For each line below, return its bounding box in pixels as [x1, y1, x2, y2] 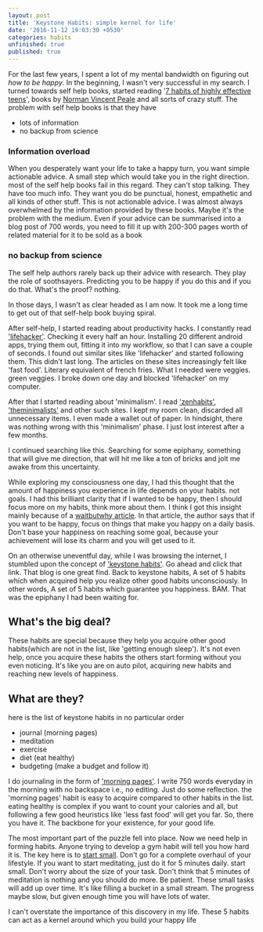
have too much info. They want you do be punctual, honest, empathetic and [8, 189, 253, 198]
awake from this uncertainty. [8, 462, 100, 471]
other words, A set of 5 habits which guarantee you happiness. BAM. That [8, 584, 247, 593]
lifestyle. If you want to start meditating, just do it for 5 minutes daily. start [8, 858, 246, 868]
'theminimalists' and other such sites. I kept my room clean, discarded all [8, 405, 243, 414]
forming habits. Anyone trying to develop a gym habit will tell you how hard [8, 842, 250, 851]
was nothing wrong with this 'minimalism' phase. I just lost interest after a [8, 421, 245, 431]
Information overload [8, 146, 91, 157]
